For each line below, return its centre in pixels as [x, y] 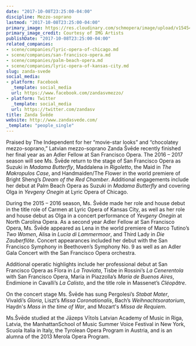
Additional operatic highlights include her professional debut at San [87, 264]
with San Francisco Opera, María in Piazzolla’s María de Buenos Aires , [90, 276]
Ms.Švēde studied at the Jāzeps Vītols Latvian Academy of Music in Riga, [95, 318]
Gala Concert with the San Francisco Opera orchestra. [71, 253]
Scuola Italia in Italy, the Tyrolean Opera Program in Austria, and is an [89, 330]
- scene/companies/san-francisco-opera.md [58, 55]
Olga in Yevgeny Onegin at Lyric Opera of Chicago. [67, 192]
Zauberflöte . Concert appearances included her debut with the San [87, 241]
